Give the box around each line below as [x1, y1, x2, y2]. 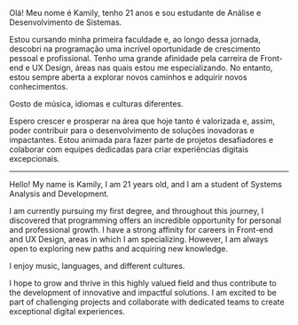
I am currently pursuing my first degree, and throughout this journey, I [9, 206, 264, 216]
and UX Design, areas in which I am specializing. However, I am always [9, 234, 269, 244]
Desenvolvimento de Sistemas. [9, 17, 122, 28]
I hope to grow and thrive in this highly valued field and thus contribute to [9, 278, 277, 288]
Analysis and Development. [9, 188, 109, 199]
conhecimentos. [9, 82, 68, 91]
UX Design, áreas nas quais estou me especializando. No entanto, [32, 62, 273, 73]
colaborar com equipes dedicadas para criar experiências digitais [9, 144, 249, 155]
